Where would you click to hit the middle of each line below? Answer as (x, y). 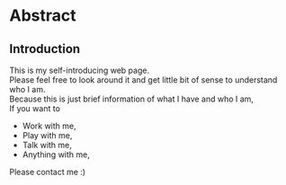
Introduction (45, 49)
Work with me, (49, 126)
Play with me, (47, 135)
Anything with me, (56, 154)
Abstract (43, 16)
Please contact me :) (48, 172)
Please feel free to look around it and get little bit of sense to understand (143, 80)
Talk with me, (47, 145)
